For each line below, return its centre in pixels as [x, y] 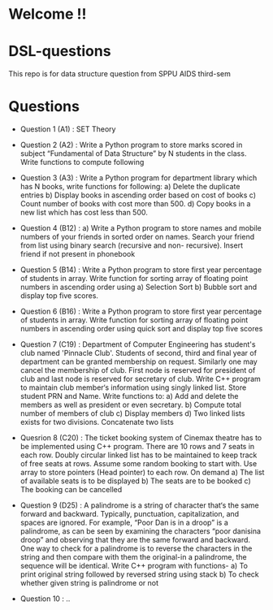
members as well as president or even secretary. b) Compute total [131, 405]
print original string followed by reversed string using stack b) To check [140, 574]
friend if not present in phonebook [78, 254]
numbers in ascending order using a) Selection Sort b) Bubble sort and [139, 287]
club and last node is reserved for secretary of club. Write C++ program [141, 379]
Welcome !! [48, 14]
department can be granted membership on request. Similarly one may [139, 361]
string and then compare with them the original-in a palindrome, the [133, 557]
